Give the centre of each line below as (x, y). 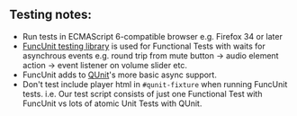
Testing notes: (51, 15)
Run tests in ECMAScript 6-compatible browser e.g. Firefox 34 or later (153, 36)
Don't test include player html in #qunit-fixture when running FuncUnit (155, 84)
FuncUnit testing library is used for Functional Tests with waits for (144, 46)
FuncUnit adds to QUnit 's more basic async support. (120, 75)
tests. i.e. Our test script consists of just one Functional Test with (142, 94)
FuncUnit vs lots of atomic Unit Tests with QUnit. (112, 103)
